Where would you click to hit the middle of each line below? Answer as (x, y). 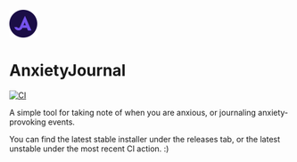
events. (62, 122)
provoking (28, 122)
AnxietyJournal (68, 71)
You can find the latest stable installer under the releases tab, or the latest (145, 139)
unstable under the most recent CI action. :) (89, 149)
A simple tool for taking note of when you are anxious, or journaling (133, 112)
